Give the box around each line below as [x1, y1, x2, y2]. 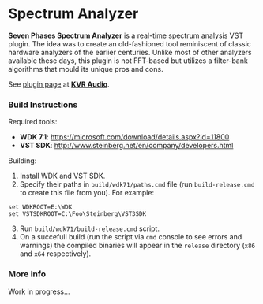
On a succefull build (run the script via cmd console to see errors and [19, 232, 242, 242]
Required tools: [8, 117, 58, 127]
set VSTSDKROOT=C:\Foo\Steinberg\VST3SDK [8, 210, 147, 218]
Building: [8, 156, 37, 165]
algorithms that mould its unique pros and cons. [8, 64, 163, 73]
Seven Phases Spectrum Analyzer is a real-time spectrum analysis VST [8, 31, 243, 40]
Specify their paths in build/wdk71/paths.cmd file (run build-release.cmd [19, 180, 255, 189]
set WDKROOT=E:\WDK [8, 203, 73, 211]
